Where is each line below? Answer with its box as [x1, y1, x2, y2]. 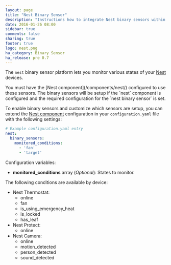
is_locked [20, 211, 41, 217]
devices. [5, 75, 23, 81]
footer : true [5, 41, 33, 46]
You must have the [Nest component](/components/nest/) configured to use [5, 85, 166, 91]
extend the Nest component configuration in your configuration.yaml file [5, 111, 159, 117]
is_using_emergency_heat [20, 206, 75, 212]
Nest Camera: [12, 233, 42, 239]
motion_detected [20, 243, 56, 250]
